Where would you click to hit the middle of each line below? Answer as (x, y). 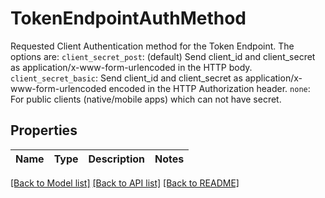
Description (116, 159)
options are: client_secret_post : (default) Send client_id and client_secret (163, 56)
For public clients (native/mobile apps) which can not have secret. (146, 99)
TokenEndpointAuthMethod (128, 18)
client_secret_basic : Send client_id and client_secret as (126, 78)
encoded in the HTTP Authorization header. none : (209, 88)
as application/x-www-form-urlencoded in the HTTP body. (131, 67)
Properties (44, 130)
